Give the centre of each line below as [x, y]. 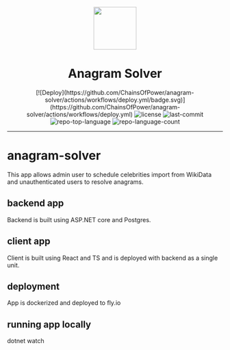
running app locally [49, 324]
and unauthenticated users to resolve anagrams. [75, 182]
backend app [36, 203]
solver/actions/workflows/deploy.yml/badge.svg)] [115, 100]
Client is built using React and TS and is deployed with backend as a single [113, 258]
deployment [34, 286]
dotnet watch [26, 341]
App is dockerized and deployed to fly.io [64, 303]
